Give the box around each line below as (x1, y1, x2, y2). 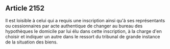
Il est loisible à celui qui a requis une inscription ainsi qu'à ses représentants (5, 17, 165, 23)
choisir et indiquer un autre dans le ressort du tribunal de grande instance (5, 33, 160, 39)
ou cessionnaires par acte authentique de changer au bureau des (5, 23, 143, 29)
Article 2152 (5, 4, 45, 13)
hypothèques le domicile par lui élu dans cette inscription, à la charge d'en (5, 28, 162, 34)
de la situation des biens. (5, 39, 58, 45)
